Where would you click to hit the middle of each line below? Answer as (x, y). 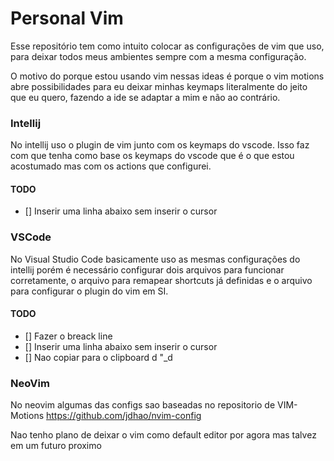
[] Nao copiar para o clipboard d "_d (98, 357)
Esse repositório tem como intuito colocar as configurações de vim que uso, (167, 46)
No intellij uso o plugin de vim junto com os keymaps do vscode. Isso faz (160, 145)
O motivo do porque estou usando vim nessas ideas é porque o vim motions (167, 76)
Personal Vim (67, 18)
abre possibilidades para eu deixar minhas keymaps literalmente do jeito (159, 86)
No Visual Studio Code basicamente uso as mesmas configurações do (155, 259)
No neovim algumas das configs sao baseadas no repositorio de (143, 405)
